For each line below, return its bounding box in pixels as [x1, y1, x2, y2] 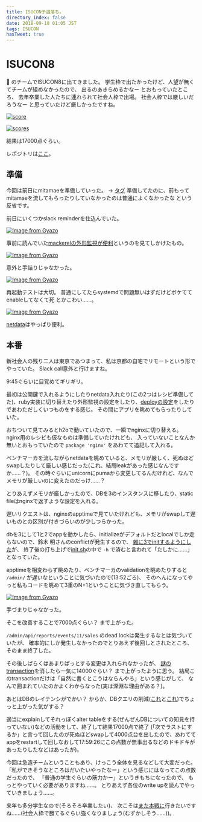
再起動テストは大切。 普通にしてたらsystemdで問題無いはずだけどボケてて [6, 288, 193, 295]
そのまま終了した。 [6, 646, 54, 654]
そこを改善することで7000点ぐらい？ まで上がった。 [6, 619, 137, 626]
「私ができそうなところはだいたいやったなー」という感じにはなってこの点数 [6, 766, 197, 774]
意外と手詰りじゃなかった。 [6, 264, 75, 271]
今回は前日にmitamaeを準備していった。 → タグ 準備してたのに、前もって [6, 186, 190, 194]
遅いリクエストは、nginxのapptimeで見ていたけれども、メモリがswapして [6, 510, 191, 518]
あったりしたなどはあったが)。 [6, 746, 83, 753]
